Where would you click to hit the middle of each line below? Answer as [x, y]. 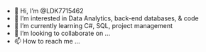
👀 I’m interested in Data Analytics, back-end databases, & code [106, 18]
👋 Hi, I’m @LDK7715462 [49, 11]
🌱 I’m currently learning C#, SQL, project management [93, 26]
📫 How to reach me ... [47, 41]
